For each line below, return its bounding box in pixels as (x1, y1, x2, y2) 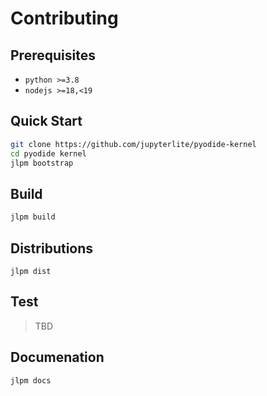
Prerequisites (10, 47, 96, 64)
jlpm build (10, 212, 56, 222)
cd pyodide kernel (10, 148, 87, 159)
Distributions (10, 240, 94, 257)
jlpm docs (10, 375, 52, 386)
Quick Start (10, 113, 83, 130)
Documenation (10, 349, 105, 366)
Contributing (10, 7, 119, 30)
